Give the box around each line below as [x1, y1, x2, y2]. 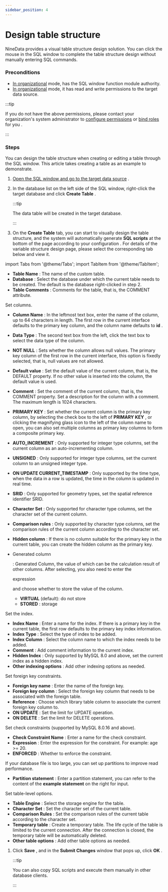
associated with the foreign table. [12, 693, 82, 699]
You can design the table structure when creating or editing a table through [5, 155, 160, 161]
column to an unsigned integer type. [12, 461, 88, 467]
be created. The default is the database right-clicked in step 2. [12, 282, 142, 288]
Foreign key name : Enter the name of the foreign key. [12, 683, 124, 689]
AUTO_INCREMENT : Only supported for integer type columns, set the [12, 440, 158, 446]
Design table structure [5, 29, 101, 40]
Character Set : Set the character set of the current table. [12, 806, 132, 812]
